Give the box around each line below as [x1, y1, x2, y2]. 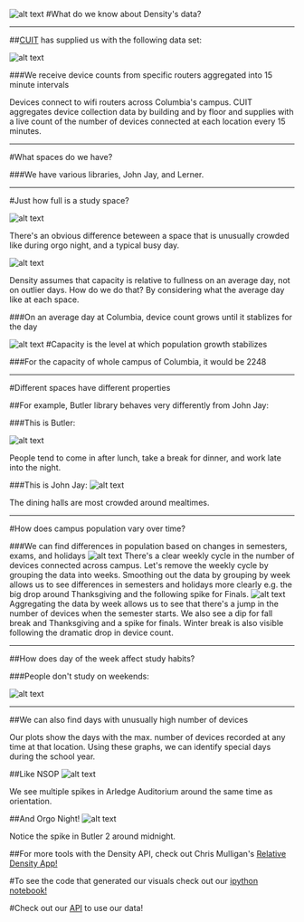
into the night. [9, 462, 62, 472]
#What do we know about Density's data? [45, 9, 202, 19]
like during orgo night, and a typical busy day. [9, 240, 180, 251]
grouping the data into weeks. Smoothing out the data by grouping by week [9, 570, 291, 580]
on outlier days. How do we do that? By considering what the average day [9, 285, 285, 295]
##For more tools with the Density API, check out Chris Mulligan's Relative [9, 849, 287, 859]
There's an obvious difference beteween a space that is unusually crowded [9, 231, 290, 241]
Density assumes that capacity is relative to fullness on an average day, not [9, 275, 291, 285]
